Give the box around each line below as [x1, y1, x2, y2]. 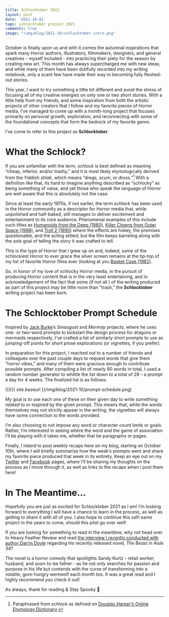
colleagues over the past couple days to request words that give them [5, 355, 150, 361]
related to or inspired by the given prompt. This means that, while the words [5, 402, 162, 408]
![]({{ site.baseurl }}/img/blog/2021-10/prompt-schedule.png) [5, 386, 132, 392]
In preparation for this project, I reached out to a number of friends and [5, 350, 152, 356]
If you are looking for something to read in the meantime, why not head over [5, 529, 163, 535]
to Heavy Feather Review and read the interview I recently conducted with [5, 535, 159, 541]
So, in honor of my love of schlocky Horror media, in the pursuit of [5, 268, 142, 274]
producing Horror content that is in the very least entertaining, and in [5, 273, 148, 279]
